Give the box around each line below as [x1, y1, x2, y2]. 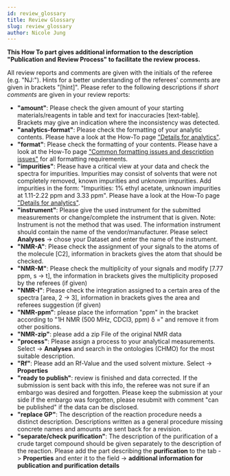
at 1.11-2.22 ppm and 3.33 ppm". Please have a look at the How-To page [16, 192, 220, 200]
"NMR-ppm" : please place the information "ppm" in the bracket [16, 308, 199, 317]
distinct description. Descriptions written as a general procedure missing [16, 418, 223, 426]
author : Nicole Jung [7, 29, 67, 36]
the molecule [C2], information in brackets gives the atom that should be [16, 250, 222, 258]
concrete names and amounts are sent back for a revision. [16, 425, 182, 433]
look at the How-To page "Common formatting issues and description [16, 148, 214, 156]
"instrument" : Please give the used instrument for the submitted [16, 206, 201, 214]
